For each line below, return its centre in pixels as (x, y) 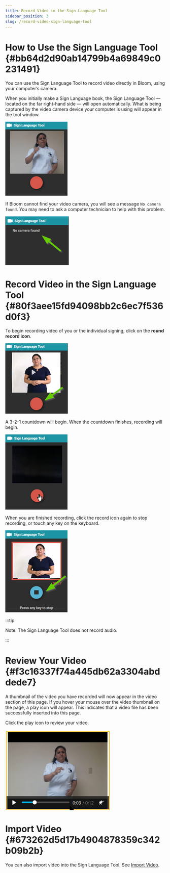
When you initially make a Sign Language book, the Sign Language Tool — (83, 98)
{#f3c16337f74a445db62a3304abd (83, 672)
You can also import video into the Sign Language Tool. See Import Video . (82, 865)
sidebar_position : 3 (27, 16)
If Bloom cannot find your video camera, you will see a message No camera (83, 204)
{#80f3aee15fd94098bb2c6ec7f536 (84, 306)
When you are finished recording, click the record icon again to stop (76, 518)
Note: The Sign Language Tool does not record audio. (61, 630)
